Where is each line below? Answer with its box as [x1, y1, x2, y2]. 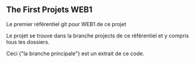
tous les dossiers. [6, 38, 50, 45]
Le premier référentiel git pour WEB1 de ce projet [6, 20, 127, 27]
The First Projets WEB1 [6, 5, 93, 15]
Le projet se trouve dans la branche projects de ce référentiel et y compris [6, 32, 190, 39]
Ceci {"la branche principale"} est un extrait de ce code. [6, 50, 145, 57]
